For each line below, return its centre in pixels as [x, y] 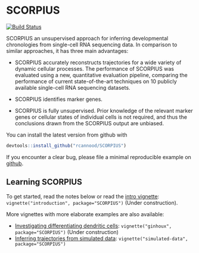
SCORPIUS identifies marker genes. [59, 99]
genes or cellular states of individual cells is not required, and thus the [101, 117]
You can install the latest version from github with [67, 135]
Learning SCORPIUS [44, 182]
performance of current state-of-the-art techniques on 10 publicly [96, 81]
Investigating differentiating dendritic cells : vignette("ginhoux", [93, 226]
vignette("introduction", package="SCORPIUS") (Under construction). [92, 203]
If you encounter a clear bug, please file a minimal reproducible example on [99, 157]
